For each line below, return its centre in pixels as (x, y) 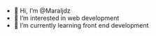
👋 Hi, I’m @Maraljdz (42, 11)
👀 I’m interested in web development (66, 18)
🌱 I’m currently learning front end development (81, 25)
